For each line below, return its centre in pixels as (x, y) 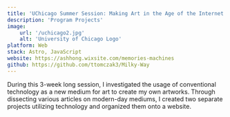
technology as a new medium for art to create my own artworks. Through (111, 92)
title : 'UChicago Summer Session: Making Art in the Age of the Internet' (117, 13)
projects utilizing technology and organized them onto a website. (99, 106)
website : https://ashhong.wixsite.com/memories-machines (91, 58)
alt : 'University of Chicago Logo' (71, 39)
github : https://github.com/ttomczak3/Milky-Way (78, 65)
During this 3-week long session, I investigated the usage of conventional (112, 84)
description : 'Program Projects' (55, 20)
